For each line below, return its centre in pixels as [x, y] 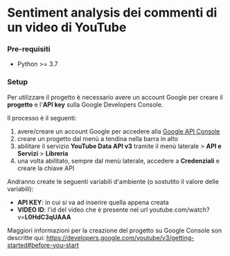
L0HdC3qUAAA [48, 217]
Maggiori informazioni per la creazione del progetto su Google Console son [115, 230]
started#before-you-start [43, 245]
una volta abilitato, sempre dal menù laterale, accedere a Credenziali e [118, 161]
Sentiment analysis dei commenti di [112, 13]
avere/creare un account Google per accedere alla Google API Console [118, 131]
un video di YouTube [67, 27]
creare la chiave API [46, 168]
